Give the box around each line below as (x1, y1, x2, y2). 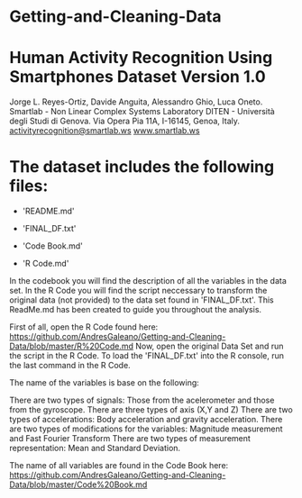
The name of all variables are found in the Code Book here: (9, 460, 229, 471)
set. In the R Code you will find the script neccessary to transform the (9, 285, 268, 296)
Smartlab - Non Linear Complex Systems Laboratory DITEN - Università (9, 106, 275, 117)
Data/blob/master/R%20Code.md (9, 340, 133, 352)
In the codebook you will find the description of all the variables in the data (9, 276, 287, 286)
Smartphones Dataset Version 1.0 (9, 67, 266, 87)
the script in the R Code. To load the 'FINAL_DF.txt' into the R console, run (9, 350, 285, 361)
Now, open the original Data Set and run (134, 340, 284, 352)
